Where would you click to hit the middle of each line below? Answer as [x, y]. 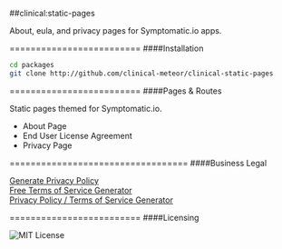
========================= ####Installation [107, 48]
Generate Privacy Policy [54, 180]
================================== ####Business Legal [138, 163]
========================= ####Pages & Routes [116, 91]
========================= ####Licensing [104, 217]
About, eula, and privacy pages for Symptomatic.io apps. [116, 30]
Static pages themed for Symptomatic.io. [86, 108]
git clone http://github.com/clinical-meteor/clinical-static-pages [141, 73]
